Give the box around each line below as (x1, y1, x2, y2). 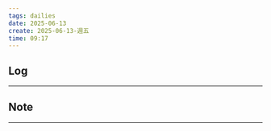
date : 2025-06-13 (8, 19, 67, 27)
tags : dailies (8, 11, 56, 20)
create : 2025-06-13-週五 (8, 27, 90, 35)
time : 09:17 (8, 34, 48, 43)
